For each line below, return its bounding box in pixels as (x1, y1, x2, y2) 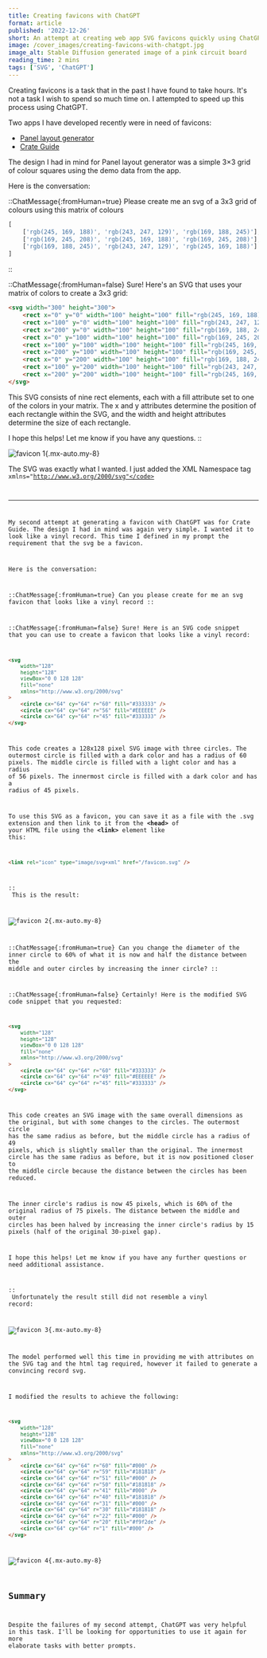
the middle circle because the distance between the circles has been (8, 1167, 247, 1175)
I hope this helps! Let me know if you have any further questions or (8, 1253, 247, 1262)
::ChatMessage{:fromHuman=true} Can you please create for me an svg (8, 591, 244, 599)
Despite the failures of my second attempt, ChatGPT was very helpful (8, 1621, 247, 1629)
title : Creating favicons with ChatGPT (8, 11, 141, 20)
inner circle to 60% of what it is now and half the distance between (8, 950, 247, 959)
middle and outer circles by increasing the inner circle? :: (8, 965, 219, 972)
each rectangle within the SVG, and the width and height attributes (8, 409, 226, 418)
